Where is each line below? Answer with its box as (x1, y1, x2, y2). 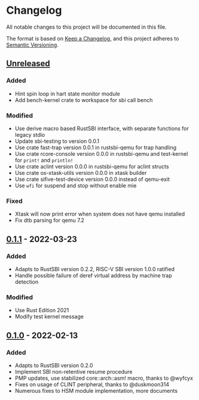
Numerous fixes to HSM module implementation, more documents (14, 387, 178, 394)
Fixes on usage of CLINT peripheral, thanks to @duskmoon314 (14, 380, 169, 388)
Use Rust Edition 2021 (14, 307, 69, 314)
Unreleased (6, 59, 51, 69)
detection (14, 278, 39, 285)
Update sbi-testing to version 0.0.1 (14, 137, 100, 144)
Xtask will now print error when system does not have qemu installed (14, 210, 185, 218)
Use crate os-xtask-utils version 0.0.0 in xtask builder (14, 169, 147, 176)
